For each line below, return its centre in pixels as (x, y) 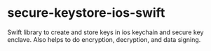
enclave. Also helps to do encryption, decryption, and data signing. (104, 39)
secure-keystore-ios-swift (86, 13)
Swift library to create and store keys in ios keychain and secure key (105, 32)
